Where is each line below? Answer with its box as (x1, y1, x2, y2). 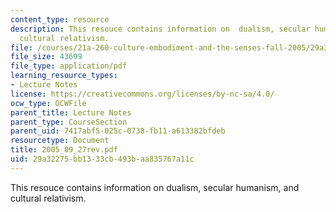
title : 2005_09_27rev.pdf (10, 145, 118, 155)
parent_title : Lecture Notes (10, 107, 132, 118)
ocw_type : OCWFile (10, 98, 87, 108)
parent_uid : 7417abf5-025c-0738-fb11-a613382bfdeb (10, 126, 226, 136)
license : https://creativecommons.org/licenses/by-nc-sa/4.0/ (10, 89, 275, 99)
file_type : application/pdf (10, 61, 128, 71)
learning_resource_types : (10, 71, 118, 81)
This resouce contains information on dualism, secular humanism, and (10, 181, 300, 193)
